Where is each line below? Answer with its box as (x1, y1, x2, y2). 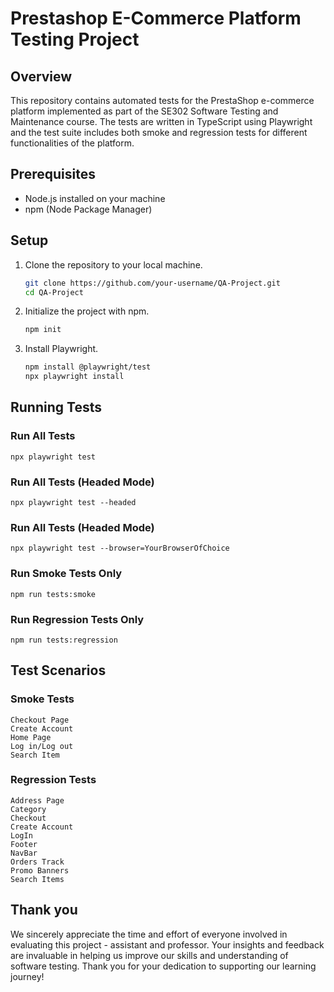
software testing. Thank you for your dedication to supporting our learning (10, 960, 317, 972)
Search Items (10, 874, 65, 884)
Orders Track (10, 857, 65, 867)
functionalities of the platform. (10, 137, 135, 149)
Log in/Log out (10, 741, 74, 751)
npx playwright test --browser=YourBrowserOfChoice (10, 543, 230, 554)
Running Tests (10, 399, 102, 416)
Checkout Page (10, 715, 70, 725)
